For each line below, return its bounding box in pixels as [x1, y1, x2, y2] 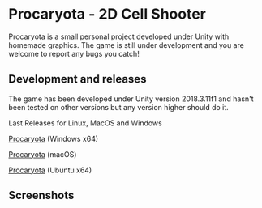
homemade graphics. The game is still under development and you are [8, 40, 245, 49]
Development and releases [8, 72, 147, 86]
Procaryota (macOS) [8, 149, 77, 159]
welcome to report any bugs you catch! [8, 49, 140, 58]
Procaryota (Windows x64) [8, 134, 99, 143]
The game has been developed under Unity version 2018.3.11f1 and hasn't [8, 94, 254, 104]
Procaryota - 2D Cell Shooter [8, 5, 207, 23]
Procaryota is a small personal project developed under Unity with [8, 32, 230, 41]
